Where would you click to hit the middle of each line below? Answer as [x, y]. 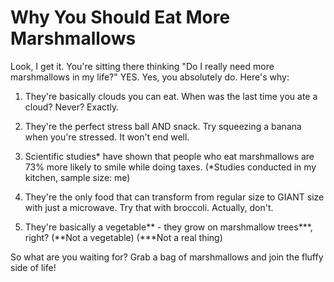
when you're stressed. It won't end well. [107, 137]
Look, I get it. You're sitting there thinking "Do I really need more [142, 66]
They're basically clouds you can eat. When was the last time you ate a [171, 96]
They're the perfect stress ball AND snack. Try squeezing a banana [163, 126]
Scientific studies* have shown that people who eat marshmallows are [169, 156]
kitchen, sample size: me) [77, 177]
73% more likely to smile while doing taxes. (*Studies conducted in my [170, 167]
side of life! [33, 267]
